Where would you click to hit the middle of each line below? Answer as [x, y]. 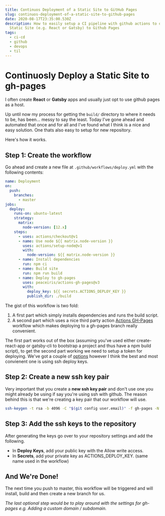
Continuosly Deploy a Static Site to [77, 75]
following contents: [25, 172]
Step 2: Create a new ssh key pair [57, 377]
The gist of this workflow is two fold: [42, 306]
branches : [24, 195]
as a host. [15, 105]
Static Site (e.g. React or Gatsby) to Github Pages [65, 28]
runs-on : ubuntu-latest [38, 214]
